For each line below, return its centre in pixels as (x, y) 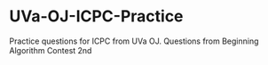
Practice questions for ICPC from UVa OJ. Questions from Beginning (134, 41)
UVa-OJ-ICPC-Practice (96, 16)
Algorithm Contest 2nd (51, 50)
